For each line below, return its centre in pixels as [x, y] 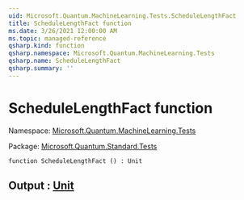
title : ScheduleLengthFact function [70, 23]
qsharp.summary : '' [41, 69]
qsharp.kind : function [46, 46]
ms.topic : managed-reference [57, 38]
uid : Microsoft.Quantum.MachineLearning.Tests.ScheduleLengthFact [122, 16]
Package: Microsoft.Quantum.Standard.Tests [83, 146]
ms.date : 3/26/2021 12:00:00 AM [63, 31]
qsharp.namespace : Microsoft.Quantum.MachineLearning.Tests [112, 53]
